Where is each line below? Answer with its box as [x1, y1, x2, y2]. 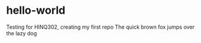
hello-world [6, 4, 66, 17]
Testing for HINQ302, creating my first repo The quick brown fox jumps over [6, 23, 195, 30]
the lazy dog [6, 29, 37, 36]
